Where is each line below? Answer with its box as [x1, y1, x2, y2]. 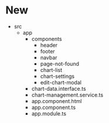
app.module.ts [31, 110, 67, 117]
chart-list [40, 66, 63, 73]
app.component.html [31, 97, 82, 104]
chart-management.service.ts [31, 91, 104, 98]
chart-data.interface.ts [31, 85, 86, 92]
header [40, 42, 58, 49]
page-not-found [40, 60, 80, 67]
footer [40, 47, 55, 54]
